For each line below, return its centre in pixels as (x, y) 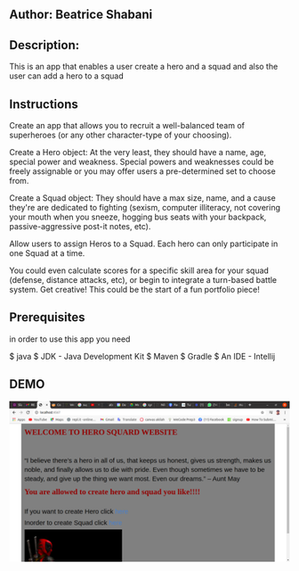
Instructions (44, 104)
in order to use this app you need (70, 339)
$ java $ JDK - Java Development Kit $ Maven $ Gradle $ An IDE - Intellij (142, 356)
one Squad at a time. (47, 253)
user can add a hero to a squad (67, 76)
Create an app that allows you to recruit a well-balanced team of (127, 126)
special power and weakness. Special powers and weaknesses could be (141, 162)
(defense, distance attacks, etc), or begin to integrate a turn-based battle (143, 280)
